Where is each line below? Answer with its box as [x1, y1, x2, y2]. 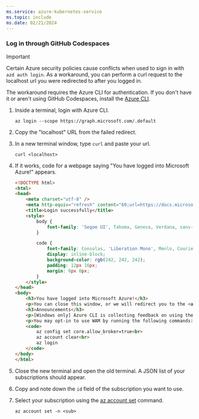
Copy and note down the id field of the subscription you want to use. [14, 385, 184, 392]
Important [6, 53, 30, 60]
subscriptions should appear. [14, 373, 86, 381]
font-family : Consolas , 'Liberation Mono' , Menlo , [46, 246, 175, 252]
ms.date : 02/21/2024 [6, 20, 58, 26]
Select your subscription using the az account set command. [14, 396, 164, 404]
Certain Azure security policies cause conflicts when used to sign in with [6, 64, 184, 71]
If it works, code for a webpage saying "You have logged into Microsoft [14, 162, 189, 169]
